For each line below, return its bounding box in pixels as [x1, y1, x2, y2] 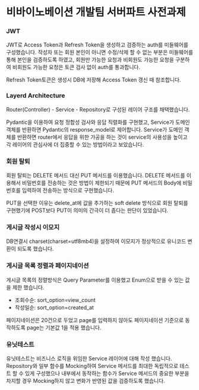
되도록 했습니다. [17, 245, 54, 252]
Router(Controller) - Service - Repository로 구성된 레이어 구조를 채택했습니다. [6, 105, 190, 113]
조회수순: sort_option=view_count [14, 296, 96, 304]
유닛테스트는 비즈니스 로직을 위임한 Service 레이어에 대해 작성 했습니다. [6, 355, 172, 362]
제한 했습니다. [12, 283, 45, 291]
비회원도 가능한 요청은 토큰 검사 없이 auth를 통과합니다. [12, 64, 141, 71]
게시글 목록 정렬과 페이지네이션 [6, 261, 89, 270]
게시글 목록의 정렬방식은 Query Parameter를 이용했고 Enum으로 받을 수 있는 [6, 276, 184, 283]
